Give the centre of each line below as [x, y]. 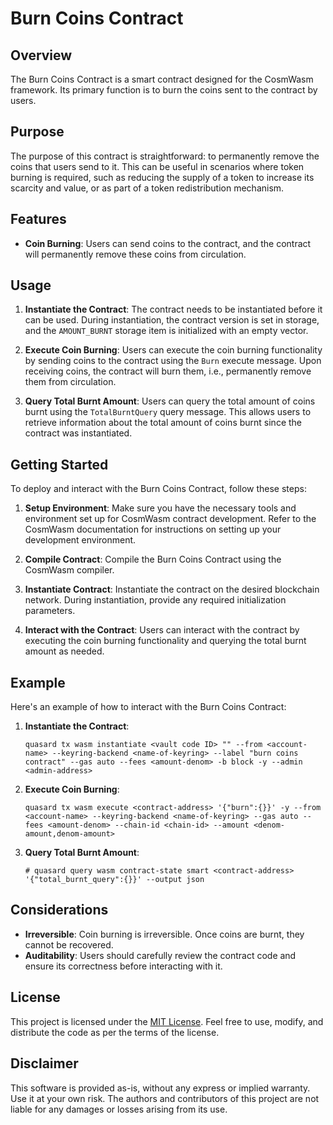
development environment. [80, 540]
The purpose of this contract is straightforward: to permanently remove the [165, 156]
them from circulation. [70, 382]
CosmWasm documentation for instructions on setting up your [153, 529]
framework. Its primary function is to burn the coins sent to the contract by [164, 90]
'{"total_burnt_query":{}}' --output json [114, 880]
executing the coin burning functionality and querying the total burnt [165, 641]
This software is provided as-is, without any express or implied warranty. [160, 1088]
